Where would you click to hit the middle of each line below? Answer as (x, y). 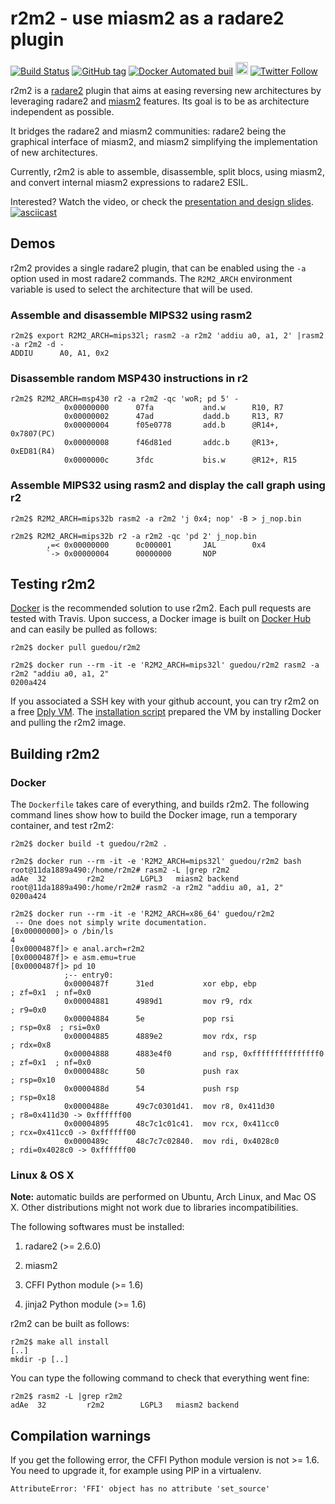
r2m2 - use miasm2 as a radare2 (147, 18)
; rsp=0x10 (33, 1080)
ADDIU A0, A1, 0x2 (60, 353)
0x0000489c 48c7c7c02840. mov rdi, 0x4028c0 (171, 1142)
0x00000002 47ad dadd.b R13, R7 (173, 417)
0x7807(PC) (33, 434)
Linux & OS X (42, 1175)
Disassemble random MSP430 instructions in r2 (129, 378)
